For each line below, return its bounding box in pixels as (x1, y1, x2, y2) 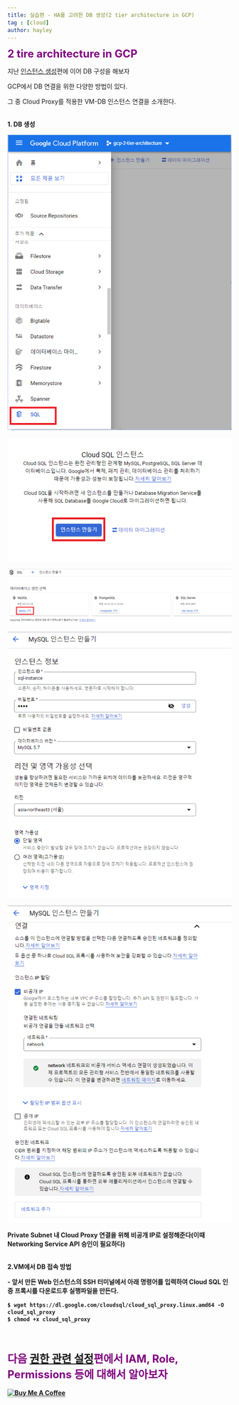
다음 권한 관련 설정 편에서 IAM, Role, (7, 1352, 179, 1366)
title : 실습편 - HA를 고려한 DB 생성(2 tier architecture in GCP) (7, 11, 195, 19)
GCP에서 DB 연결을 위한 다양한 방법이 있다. (7, 82, 128, 91)
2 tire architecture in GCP (7, 47, 138, 61)
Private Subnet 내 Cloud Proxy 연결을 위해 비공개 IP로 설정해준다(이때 (7, 1231, 205, 1240)
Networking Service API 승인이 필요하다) (7, 1240, 126, 1248)
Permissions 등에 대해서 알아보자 (7, 1368, 169, 1381)
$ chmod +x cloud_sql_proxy (7, 1316, 91, 1323)
